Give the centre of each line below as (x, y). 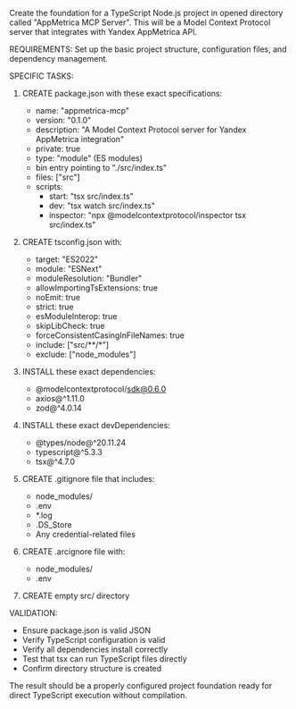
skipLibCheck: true (70, 326)
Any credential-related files (86, 534)
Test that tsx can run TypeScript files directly (104, 659)
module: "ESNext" (69, 269)
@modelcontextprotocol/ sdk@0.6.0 (101, 389)
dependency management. (59, 59)
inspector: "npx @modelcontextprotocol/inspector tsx (148, 215)
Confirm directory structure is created (92, 668)
